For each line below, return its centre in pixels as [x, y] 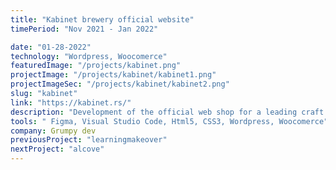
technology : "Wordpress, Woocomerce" [89, 56]
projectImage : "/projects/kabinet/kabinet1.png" [113, 75]
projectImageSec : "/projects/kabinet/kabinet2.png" [120, 84]
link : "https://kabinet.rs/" [71, 102]
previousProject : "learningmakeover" [89, 140]
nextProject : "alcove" [57, 149]
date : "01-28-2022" [51, 47]
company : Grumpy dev [53, 131]
